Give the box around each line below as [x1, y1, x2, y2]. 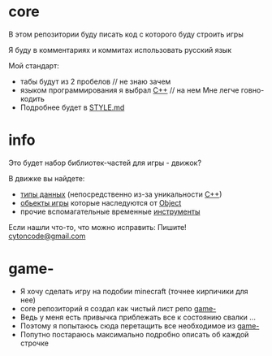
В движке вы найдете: [8, 173, 85, 183]
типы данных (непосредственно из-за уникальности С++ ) [19, 189, 222, 199]
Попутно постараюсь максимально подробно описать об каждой [19, 329, 249, 339]
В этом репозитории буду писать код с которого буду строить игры [8, 29, 244, 39]
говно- [240, 85, 265, 95]
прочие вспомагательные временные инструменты [19, 206, 201, 216]
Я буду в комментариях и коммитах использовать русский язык [8, 45, 232, 54]
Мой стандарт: [8, 60, 59, 71]
